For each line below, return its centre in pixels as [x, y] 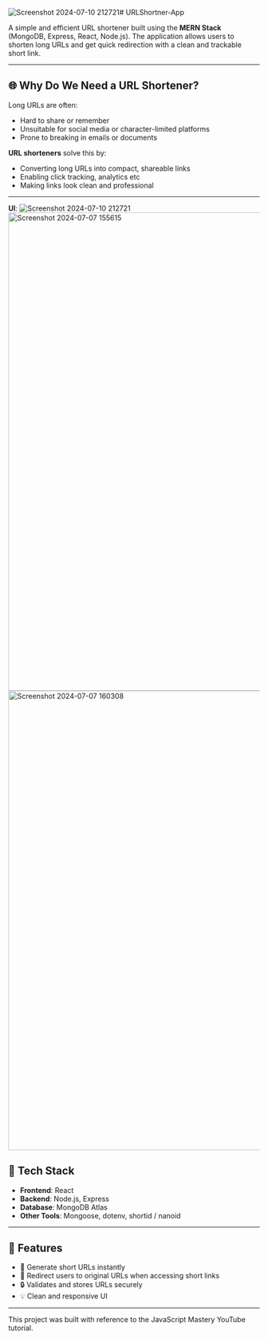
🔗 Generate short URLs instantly [73, 1267]
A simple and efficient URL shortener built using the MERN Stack [115, 28]
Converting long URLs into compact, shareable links [105, 168]
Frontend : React [47, 1190]
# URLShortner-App [152, 12]
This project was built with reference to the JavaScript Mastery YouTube [127, 1320]
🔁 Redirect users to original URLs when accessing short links [120, 1276]
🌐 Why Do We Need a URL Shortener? [104, 86]
